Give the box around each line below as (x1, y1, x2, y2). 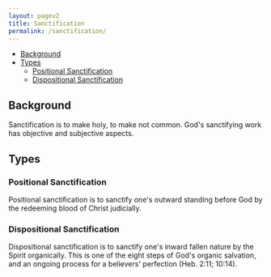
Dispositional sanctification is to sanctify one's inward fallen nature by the (8, 242, 254, 252)
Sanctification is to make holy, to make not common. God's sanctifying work (8, 120, 262, 130)
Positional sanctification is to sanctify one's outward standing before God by (8, 194, 263, 204)
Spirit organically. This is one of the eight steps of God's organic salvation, (8, 250, 256, 260)
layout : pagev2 (8, 11, 60, 20)
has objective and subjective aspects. (8, 129, 134, 138)
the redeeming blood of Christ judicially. (8, 203, 142, 213)
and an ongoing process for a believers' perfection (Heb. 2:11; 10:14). (8, 259, 238, 269)
